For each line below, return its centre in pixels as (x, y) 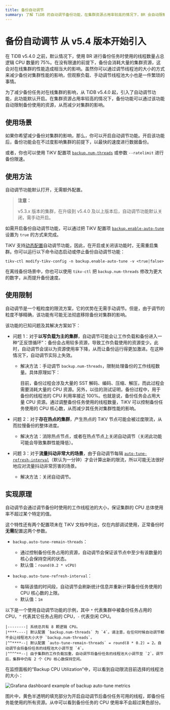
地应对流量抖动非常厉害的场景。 (46, 466)
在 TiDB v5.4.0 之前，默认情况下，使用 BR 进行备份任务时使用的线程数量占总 (85, 56)
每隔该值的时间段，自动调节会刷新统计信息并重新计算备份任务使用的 (91, 586)
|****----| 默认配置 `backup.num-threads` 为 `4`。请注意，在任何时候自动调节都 (85, 632)
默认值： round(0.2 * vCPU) (48, 565)
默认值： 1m (31, 599)
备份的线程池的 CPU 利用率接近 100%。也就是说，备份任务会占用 (88, 396)
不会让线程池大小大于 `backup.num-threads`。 (50, 638)
